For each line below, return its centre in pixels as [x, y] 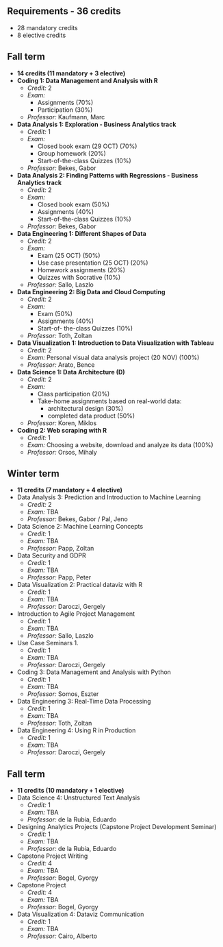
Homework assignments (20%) [81, 269]
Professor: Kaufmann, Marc [66, 117]
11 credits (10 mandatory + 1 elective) [70, 791]
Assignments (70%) [65, 102]
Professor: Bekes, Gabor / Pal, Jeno [77, 519]
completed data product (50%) [91, 416]
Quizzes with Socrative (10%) [79, 277]
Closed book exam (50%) [74, 204]
